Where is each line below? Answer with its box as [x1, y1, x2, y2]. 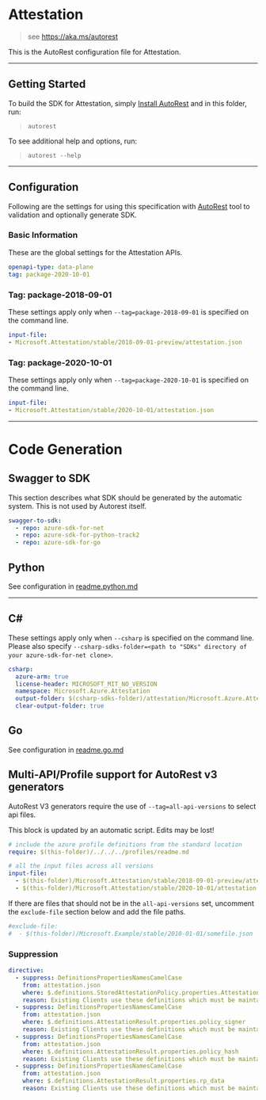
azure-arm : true [15, 672, 69, 681]
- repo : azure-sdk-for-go [15, 539, 101, 547]
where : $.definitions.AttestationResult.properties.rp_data [22, 1077, 225, 1085]
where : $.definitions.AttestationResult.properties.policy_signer [22, 1018, 246, 1026]
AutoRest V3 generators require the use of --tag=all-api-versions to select [8, 801, 256, 811]
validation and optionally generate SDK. [8, 210, 137, 220]
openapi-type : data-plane [8, 263, 93, 271]
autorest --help [27, 151, 82, 159]
